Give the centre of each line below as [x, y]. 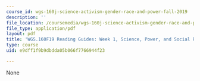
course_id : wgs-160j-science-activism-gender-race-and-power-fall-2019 [97, 12]
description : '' [26, 17]
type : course [22, 45]
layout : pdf [21, 34]
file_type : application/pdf [41, 28]
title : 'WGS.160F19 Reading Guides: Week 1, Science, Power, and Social [98, 39]
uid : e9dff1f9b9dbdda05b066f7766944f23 [56, 51]
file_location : [25, 23]
